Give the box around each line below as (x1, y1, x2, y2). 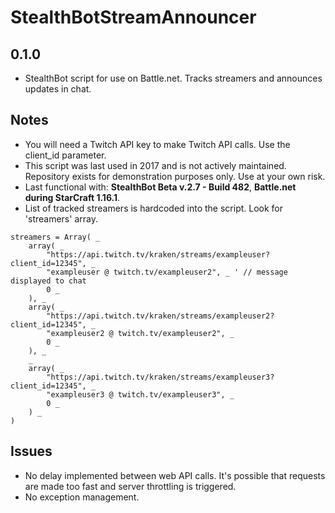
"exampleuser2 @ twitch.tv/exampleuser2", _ (46, 328, 235, 338)
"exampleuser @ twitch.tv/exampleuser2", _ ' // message (46, 267, 288, 277)
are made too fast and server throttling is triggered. (24, 480, 237, 492)
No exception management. (24, 491, 140, 503)
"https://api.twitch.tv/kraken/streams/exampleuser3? (46, 372, 275, 382)
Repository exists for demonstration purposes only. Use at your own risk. (24, 170, 326, 182)
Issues (10, 443, 53, 460)
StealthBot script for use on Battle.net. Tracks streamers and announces (24, 72, 323, 84)
